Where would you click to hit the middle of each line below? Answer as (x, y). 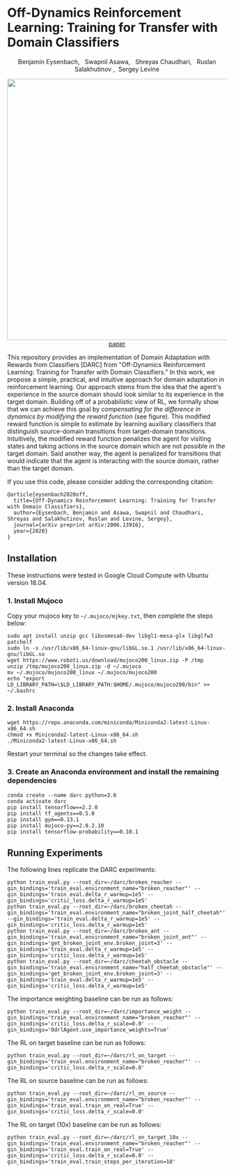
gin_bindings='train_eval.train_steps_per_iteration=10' (92, 1162)
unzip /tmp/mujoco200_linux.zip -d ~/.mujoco (74, 666)
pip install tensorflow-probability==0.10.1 (73, 831)
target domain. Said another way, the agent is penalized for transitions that (114, 453)
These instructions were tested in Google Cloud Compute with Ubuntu (108, 575)
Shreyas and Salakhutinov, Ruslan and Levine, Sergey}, (90, 519)
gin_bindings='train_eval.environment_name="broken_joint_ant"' (102, 937)
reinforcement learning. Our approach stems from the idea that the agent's (114, 386)
